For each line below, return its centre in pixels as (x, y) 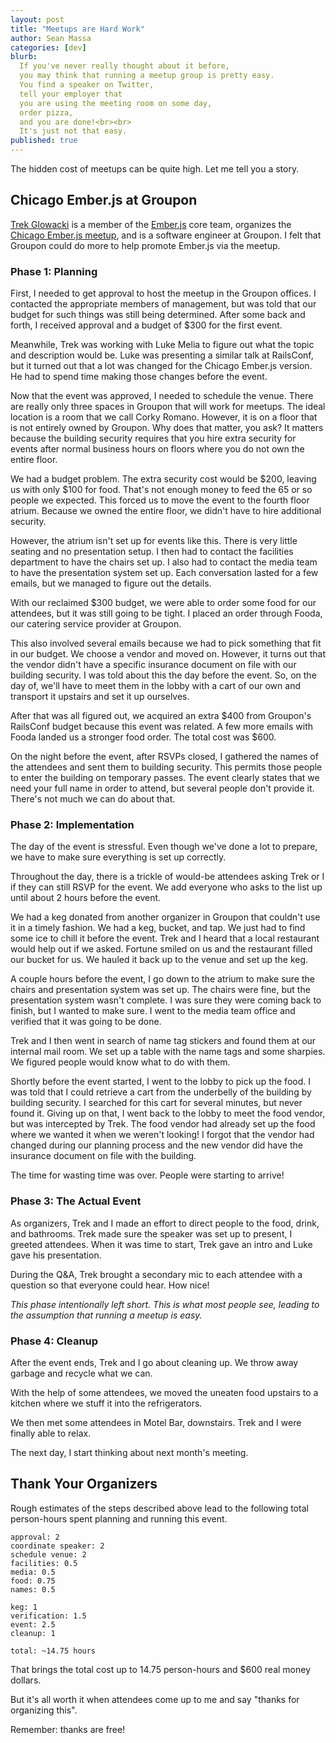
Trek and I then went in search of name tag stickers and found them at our (163, 1041)
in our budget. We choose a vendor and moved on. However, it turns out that (168, 654)
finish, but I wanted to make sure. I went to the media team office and (153, 1011)
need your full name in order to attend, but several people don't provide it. (162, 788)
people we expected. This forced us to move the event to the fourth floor (160, 500)
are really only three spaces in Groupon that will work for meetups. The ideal (168, 407)
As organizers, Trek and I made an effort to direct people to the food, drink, (165, 1223)
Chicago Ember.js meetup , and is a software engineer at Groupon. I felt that (166, 235)
